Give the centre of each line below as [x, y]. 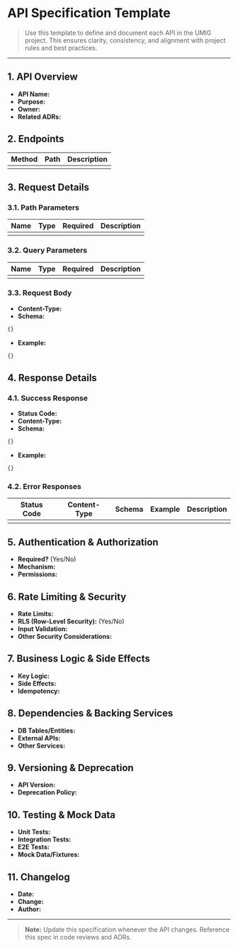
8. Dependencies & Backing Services [90, 713]
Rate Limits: [35, 613]
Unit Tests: [34, 832]
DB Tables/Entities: [46, 731]
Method [24, 159]
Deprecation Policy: [47, 792]
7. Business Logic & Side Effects [79, 659]
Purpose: [32, 102]
